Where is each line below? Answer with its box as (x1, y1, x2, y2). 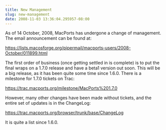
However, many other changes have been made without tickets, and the (5, 95, 152, 101)
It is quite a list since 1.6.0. (5, 120, 58, 126)
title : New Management (5, 7, 52, 12)
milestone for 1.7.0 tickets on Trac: (5, 75, 75, 82)
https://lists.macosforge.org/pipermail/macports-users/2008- (5, 45, 131, 51)
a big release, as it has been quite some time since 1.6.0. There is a (5, 70, 142, 76)
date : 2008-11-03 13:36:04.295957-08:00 (5, 16, 90, 21)
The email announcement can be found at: (5, 35, 92, 41)
